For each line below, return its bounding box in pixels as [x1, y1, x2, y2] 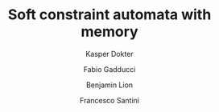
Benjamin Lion [85, 80, 134, 90]
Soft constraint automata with [7, 6, 212, 24]
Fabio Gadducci [83, 64, 136, 74]
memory [81, 22, 138, 41]
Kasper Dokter [85, 49, 134, 58]
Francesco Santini [80, 95, 139, 105]
